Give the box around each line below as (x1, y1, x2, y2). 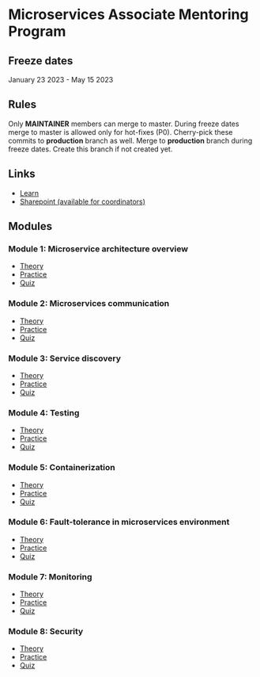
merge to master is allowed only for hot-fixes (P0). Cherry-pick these (8, 127, 233, 136)
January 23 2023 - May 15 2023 (8, 75, 114, 84)
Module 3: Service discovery (8, 353, 121, 364)
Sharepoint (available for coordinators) (19, 197, 146, 206)
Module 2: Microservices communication (8, 298, 170, 309)
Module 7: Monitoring (8, 571, 92, 582)
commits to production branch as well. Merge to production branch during (8, 136, 253, 145)
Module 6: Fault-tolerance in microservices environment (8, 517, 230, 528)
